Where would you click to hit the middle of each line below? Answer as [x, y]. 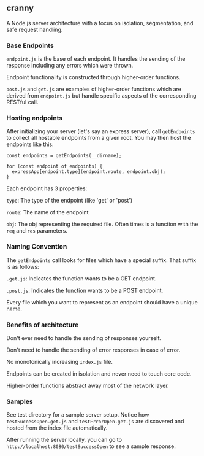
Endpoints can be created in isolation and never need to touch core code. [99, 374]
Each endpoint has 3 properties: [47, 188]
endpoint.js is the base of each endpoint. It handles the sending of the [96, 59]
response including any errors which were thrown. [70, 66]
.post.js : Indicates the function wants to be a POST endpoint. [85, 290]
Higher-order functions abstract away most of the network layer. [88, 385]
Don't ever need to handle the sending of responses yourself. [84, 338]
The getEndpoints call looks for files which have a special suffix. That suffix [101, 260]
